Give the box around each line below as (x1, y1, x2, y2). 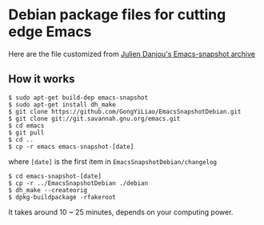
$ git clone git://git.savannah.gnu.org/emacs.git (8, 115, 181, 123)
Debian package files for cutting (8, 6, 226, 24)
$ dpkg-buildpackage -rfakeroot (8, 193, 116, 201)
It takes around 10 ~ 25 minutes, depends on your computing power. (8, 207, 234, 217)
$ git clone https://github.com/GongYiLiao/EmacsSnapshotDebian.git (8, 107, 242, 115)
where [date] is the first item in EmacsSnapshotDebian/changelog (8, 156, 218, 166)
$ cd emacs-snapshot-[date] (8, 172, 102, 180)
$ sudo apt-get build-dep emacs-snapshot (8, 94, 149, 102)
